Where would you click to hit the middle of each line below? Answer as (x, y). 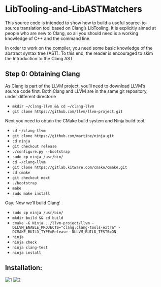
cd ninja (21, 141)
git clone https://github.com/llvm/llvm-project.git (67, 111)
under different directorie (31, 96)
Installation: (24, 268)
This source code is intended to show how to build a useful (65, 23)
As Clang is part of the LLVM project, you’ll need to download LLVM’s (75, 86)
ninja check (24, 242)
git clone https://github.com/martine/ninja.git (63, 136)
